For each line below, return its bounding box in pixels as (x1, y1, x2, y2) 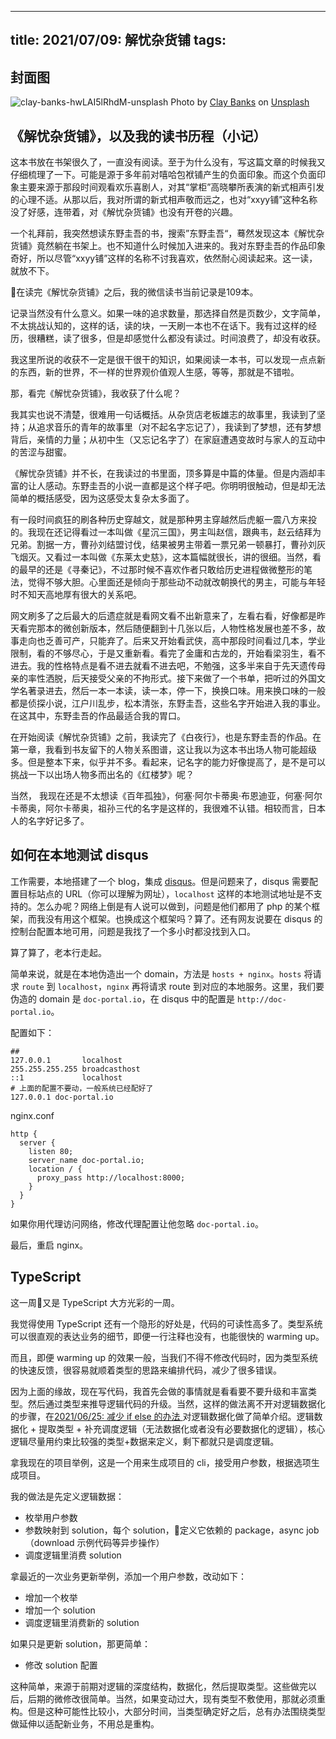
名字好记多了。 (27, 815, 90, 827)
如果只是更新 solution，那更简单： (10, 1637, 152, 1650)
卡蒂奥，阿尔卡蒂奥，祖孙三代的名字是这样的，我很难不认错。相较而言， (10, 802, 308, 815)
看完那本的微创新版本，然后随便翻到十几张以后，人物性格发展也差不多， (18, 622, 317, 635)
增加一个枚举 (24, 1591, 78, 1603)
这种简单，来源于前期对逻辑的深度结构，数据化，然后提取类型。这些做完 (10, 1680, 308, 1692)
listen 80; (28, 1146, 74, 1156)
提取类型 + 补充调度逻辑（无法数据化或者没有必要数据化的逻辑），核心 (38, 1422, 326, 1435)
